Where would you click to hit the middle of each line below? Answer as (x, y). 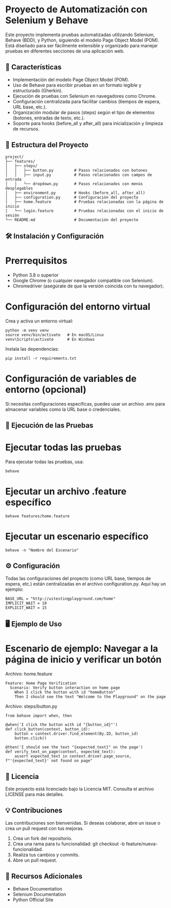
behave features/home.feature (38, 516)
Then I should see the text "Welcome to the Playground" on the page (90, 697)
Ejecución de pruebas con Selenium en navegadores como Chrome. (84, 96)
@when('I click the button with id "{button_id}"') (61, 725)
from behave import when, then (39, 716)
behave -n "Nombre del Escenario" (42, 550)
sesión (12, 215)
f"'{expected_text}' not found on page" (49, 761)
